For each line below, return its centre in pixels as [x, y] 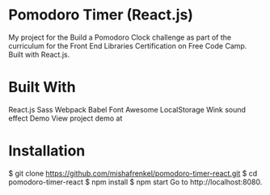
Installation [47, 151]
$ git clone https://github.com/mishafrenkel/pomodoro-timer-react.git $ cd [133, 173]
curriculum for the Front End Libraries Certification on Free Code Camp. [128, 45]
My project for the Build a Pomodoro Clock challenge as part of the [120, 37]
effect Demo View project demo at [65, 118]
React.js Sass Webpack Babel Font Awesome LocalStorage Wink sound [127, 109]
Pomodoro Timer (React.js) [101, 15]
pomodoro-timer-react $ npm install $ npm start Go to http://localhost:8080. [135, 182]
